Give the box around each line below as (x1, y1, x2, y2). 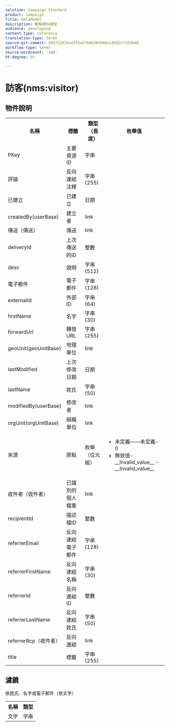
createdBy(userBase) (8, 213, 59, 221)
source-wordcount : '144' (5, 50, 58, 55)
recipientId (8, 515, 33, 522)
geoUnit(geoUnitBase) (8, 345, 62, 352)
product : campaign (5, 12, 44, 17)
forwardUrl (8, 328, 34, 335)
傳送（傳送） (8, 227, 39, 234)
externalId (8, 297, 32, 304)
